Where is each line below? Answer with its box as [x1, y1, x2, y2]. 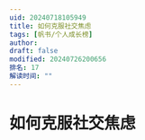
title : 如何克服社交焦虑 [9, 22, 92, 31]
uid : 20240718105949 [9, 13, 87, 22]
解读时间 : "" [9, 72, 53, 81]
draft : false [9, 47, 59, 56]
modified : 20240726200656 [9, 55, 106, 64]
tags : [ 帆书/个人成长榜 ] [9, 30, 93, 39]
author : [9, 38, 39, 48]
